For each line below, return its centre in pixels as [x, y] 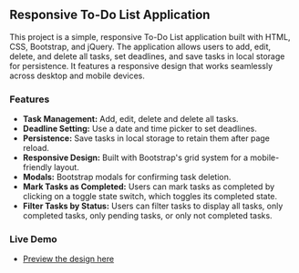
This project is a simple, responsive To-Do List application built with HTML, [150, 36]
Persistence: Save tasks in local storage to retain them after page [146, 138]
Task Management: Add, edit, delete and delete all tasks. [130, 119]
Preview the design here [68, 259]
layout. [67, 167]
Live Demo [33, 239]
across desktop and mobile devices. [77, 76]
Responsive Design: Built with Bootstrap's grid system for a [135, 157]
